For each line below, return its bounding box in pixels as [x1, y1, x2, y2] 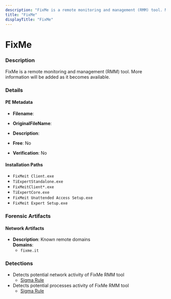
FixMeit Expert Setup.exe [12, 201, 68, 206]
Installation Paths [5, 161, 43, 168]
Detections [5, 260, 33, 267]
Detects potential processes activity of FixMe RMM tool [12, 282, 129, 288]
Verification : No [12, 149, 47, 156]
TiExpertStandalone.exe [12, 179, 64, 185]
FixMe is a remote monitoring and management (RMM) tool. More [5, 68, 142, 74]
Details [5, 86, 23, 94]
